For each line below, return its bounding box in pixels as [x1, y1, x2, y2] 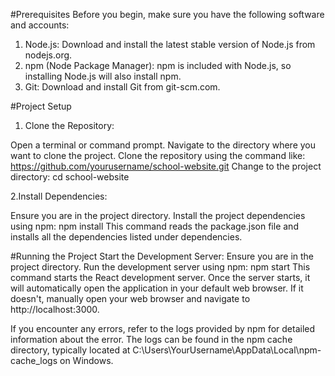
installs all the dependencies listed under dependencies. [10, 231, 243, 243]
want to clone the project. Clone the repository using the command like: [10, 150, 306, 161]
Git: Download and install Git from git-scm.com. [24, 81, 221, 93]
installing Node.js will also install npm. [24, 70, 182, 82]
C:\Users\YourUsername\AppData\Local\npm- [132, 344, 322, 356]
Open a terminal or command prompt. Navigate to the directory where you [10, 139, 316, 151]
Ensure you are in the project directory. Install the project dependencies [10, 210, 306, 221]
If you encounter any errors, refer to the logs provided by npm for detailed [10, 323, 316, 334]
